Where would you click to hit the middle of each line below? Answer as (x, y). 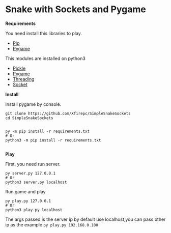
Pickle (19, 68)
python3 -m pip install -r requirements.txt (53, 140)
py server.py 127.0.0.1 (31, 173)
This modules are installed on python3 (45, 58)
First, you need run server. (33, 164)
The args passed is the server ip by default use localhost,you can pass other (85, 219)
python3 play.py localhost (34, 210)
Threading (23, 79)
